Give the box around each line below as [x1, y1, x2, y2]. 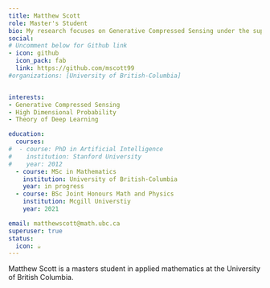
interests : [8, 93, 45, 101]
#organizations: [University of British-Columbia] [8, 72, 182, 80]
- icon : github [8, 49, 59, 57]
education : [8, 130, 45, 138]
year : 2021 [22, 205, 59, 213]
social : [8, 34, 35, 43]
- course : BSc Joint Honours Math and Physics [15, 190, 174, 198]
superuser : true [8, 227, 63, 235]
